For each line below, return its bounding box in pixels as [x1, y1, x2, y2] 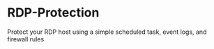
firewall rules [7, 35, 45, 43]
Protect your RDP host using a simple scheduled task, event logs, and [7, 28, 207, 36]
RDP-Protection [7, 5, 100, 21]
